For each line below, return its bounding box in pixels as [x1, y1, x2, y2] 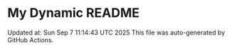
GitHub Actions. [7, 35, 54, 44]
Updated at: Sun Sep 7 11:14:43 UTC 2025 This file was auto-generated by [7, 28, 226, 37]
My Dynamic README [7, 5, 140, 21]
